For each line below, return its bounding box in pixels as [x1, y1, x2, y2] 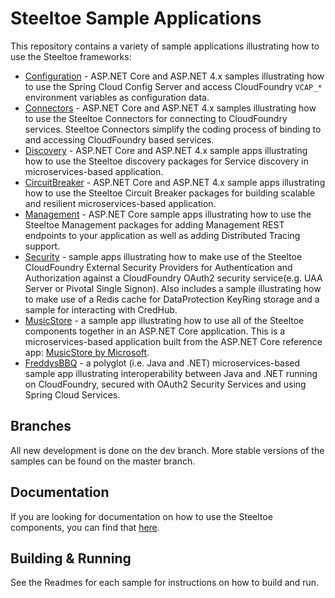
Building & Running [10, 550, 132, 567]
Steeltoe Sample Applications [10, 7, 262, 30]
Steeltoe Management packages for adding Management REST [24, 218, 285, 231]
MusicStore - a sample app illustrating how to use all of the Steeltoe [24, 314, 305, 326]
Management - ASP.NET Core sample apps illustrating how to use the [24, 208, 312, 220]
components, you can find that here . [10, 521, 160, 533]
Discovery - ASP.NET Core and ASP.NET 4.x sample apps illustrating [24, 144, 308, 156]
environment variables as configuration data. [24, 91, 210, 103]
